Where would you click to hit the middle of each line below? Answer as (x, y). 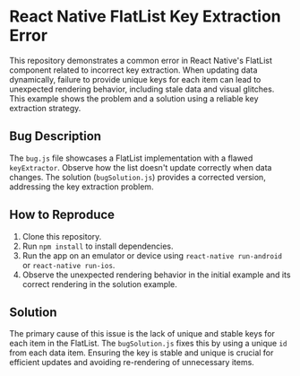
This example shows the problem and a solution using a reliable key (134, 98)
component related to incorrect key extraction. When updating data (133, 70)
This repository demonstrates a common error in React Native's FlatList (141, 60)
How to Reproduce (62, 215)
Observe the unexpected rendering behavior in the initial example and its (156, 275)
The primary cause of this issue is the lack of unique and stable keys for (142, 334)
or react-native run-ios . (69, 265)
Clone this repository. (62, 236)
